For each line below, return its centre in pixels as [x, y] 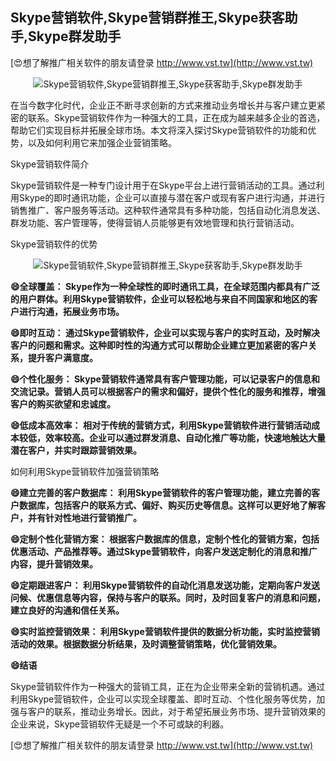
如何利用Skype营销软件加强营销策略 [85, 471]
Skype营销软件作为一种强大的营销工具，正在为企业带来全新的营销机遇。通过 [168, 686]
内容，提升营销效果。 [54, 564]
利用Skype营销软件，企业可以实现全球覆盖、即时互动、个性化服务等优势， [163, 699]
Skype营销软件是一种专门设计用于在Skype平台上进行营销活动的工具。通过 [163, 185]
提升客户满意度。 [62, 357]
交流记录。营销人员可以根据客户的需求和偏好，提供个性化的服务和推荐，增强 [168, 391]
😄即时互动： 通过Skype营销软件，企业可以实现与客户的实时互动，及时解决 [165, 332]
